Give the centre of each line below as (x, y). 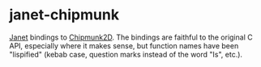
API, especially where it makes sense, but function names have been (124, 45)
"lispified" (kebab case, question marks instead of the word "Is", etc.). (126, 54)
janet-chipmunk (64, 15)
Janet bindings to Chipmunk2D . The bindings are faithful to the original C (131, 37)
